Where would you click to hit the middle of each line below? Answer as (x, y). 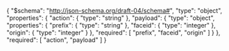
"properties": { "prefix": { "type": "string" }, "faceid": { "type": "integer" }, (111, 25)
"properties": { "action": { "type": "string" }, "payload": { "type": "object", (111, 18)
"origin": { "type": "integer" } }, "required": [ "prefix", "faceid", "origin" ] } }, (113, 32)
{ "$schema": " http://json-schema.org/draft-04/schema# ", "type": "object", (114, 11)
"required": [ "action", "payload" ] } (57, 40)
